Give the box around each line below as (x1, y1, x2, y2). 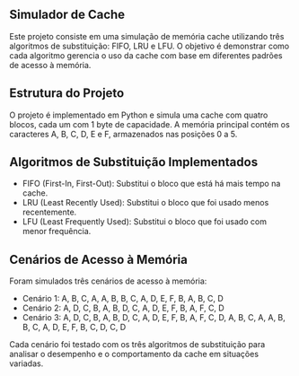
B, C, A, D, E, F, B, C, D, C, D (22, 322, 127, 333)
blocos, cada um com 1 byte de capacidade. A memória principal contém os (9, 118, 290, 129)
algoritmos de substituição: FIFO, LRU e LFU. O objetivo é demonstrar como (9, 40, 290, 51)
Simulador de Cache (9, 7, 126, 22)
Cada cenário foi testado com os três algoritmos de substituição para (9, 339, 266, 350)
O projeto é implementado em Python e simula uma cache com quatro (9, 109, 268, 120)
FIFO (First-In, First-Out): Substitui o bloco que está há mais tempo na (22, 179, 281, 189)
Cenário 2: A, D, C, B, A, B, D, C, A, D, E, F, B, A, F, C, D (22, 302, 224, 313)
